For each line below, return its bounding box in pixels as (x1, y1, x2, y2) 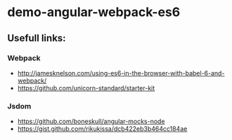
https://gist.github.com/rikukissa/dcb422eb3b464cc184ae (17, 125, 188, 133)
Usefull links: (7, 32, 66, 44)
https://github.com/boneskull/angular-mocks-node (17, 117, 165, 126)
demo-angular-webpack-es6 (7, 4, 181, 20)
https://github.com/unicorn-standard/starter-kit (17, 83, 155, 92)
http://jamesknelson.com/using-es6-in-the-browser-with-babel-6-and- (17, 69, 225, 77)
